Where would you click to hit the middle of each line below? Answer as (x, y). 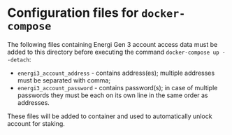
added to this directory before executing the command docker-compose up (113, 52)
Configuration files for (73, 13)
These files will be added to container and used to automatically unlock (110, 116)
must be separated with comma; (64, 80)
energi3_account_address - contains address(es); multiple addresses (116, 73)
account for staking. (36, 123)
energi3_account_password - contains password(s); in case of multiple (117, 87)
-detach (19, 60)
